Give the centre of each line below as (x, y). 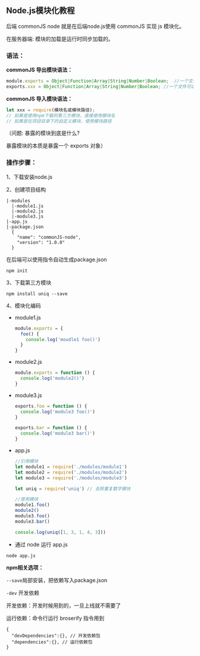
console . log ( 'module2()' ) (52, 379)
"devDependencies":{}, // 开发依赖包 (56, 636)
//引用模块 (26, 461)
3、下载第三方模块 (29, 282)
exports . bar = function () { (51, 428)
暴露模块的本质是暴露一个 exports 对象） (56, 146)
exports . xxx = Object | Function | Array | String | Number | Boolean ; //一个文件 (96, 86)
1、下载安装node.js (29, 177)
